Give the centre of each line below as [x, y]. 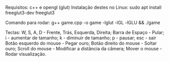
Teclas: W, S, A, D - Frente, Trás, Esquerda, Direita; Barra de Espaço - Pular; [85, 32]
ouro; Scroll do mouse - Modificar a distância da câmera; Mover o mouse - [84, 49]
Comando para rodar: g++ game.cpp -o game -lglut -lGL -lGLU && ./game [83, 23]
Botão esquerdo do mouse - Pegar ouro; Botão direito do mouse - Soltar [81, 43]
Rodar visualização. [26, 54]
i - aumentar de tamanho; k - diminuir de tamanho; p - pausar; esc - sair [81, 38]
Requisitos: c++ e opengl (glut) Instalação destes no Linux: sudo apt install [83, 7]
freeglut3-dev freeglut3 [30, 13]
